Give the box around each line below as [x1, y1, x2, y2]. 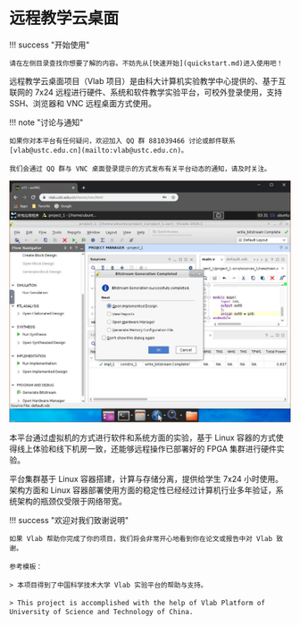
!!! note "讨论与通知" [9, 117, 84, 128]
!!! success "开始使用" [9, 39, 90, 50]
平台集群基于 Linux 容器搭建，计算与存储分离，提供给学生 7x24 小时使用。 [9, 473, 284, 484]
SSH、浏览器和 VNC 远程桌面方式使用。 [9, 97, 156, 108]
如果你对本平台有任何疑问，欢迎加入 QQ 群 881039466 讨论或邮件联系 [9, 136, 236, 146]
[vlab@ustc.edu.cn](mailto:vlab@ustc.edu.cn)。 [9, 146, 188, 154]
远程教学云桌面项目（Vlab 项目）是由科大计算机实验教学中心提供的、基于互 [9, 75, 287, 86]
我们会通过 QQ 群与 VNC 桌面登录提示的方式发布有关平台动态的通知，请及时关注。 [9, 164, 271, 173]
